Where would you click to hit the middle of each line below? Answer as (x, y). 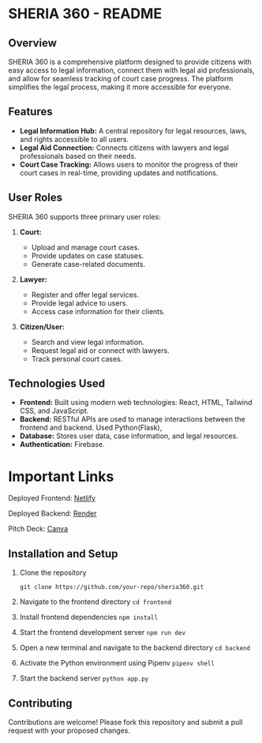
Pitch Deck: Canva (38, 529)
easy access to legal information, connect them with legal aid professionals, (131, 70)
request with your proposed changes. (69, 730)
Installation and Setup (63, 553)
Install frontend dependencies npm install (89, 617)
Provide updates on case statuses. (88, 255)
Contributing (40, 703)
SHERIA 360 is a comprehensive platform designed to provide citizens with (130, 62)
